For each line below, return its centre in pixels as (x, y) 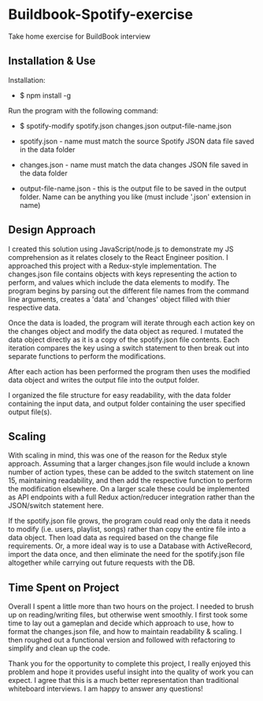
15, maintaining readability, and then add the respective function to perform (130, 480)
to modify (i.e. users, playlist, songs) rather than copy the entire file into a (127, 529)
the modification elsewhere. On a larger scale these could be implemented (129, 489)
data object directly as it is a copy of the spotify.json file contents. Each (124, 339)
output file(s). (30, 412)
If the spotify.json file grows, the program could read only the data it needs (130, 521)
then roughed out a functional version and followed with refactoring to (122, 640)
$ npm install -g (45, 95)
